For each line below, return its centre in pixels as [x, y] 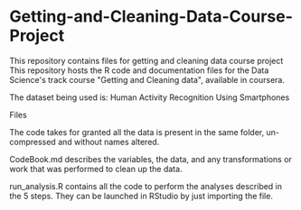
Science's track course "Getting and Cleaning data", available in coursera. [147, 79]
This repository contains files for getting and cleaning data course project [146, 60]
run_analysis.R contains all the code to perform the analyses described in [146, 186]
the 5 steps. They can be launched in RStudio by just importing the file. [141, 196]
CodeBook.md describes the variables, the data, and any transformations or [150, 159]
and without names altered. [108, 142]
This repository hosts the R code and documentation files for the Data [139, 70]
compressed [33, 142]
